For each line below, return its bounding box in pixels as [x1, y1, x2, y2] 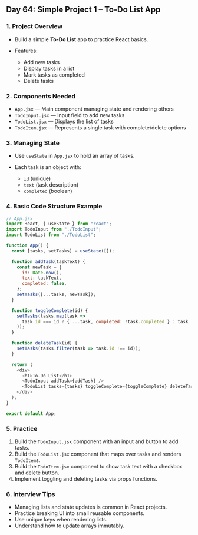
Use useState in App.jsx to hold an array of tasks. [14, 152, 135, 159]
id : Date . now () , [21, 270, 62, 275]
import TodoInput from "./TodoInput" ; [6, 227, 101, 232]
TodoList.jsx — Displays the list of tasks [14, 118, 114, 125]
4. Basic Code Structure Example [6, 202, 103, 211]
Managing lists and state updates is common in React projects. [14, 503, 167, 511]
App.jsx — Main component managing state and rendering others [14, 105, 174, 112]
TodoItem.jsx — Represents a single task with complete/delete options [14, 124, 187, 131]
